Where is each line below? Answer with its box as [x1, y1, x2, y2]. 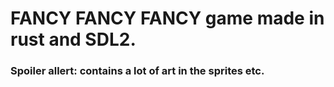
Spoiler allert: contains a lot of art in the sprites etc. [10, 64, 265, 78]
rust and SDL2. [10, 28, 137, 51]
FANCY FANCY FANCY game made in [10, 7, 325, 30]
